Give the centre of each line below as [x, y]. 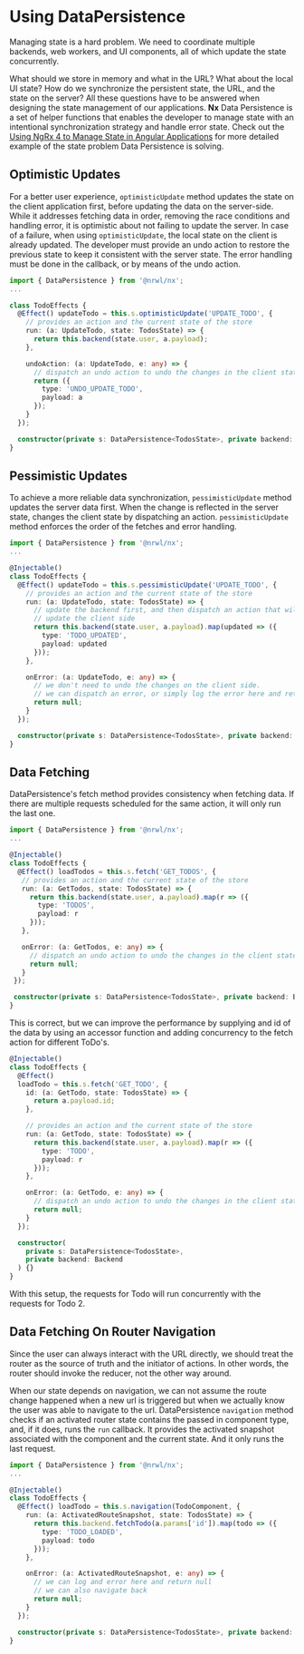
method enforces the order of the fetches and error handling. [123, 527]
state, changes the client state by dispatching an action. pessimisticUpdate [149, 517]
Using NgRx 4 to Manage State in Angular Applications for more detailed [144, 136]
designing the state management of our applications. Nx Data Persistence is [151, 107]
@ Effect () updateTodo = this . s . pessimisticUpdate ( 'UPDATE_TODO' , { [147, 585]
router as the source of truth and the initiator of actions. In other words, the [149, 1363]
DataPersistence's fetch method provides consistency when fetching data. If [152, 794]
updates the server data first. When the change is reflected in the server [144, 507]
